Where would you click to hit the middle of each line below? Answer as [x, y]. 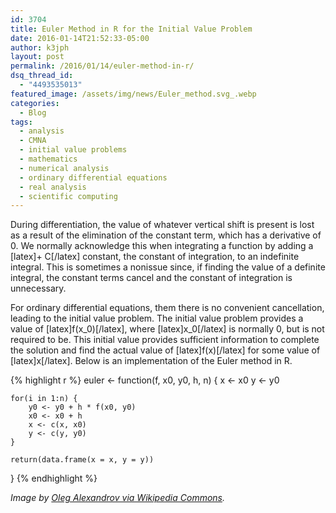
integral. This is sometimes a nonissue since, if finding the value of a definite [168, 267]
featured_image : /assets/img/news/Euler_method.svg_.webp [133, 94]
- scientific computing [68, 196]
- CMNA [33, 141]
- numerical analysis [64, 168]
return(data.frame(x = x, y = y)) [82, 460]
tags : [21, 122]
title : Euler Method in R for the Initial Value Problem [131, 29]
